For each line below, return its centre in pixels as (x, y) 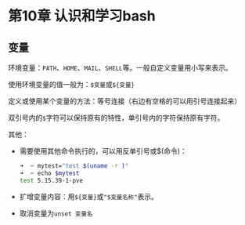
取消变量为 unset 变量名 (56, 213)
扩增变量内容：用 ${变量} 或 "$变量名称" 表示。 (89, 196)
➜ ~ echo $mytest (49, 173)
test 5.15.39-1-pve (51, 180)
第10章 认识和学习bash (82, 16)
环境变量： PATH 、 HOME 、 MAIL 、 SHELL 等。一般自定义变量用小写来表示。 (120, 68)
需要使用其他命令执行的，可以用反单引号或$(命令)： (103, 151)
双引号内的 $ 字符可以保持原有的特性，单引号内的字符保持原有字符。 (116, 118)
